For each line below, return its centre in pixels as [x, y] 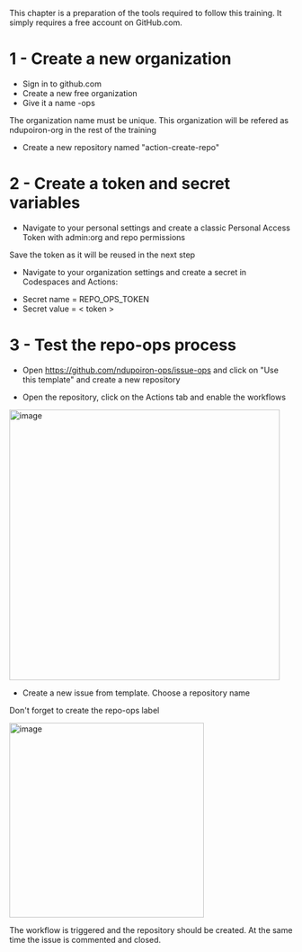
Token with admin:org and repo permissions [104, 237]
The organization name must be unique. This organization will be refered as [149, 120]
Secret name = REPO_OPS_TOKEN [86, 299]
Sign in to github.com [62, 84]
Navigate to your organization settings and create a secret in [134, 272]
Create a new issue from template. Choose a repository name [136, 693]
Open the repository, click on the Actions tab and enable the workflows [154, 397]
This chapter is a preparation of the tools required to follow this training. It [146, 13]
